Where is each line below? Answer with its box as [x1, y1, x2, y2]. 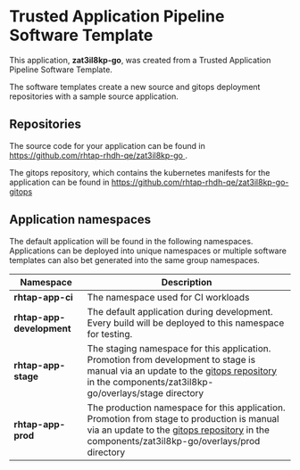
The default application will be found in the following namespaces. [9, 235, 254, 246]
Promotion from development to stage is [87, 353, 256, 366]
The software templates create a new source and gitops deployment [9, 81, 261, 92]
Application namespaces [9, 212, 152, 227]
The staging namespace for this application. [87, 342, 271, 354]
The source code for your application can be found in [9, 140, 205, 151]
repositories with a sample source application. [9, 91, 179, 102]
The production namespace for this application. [87, 401, 286, 414]
